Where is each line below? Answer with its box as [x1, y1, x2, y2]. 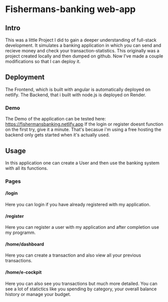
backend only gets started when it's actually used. [5, 132, 110, 138]
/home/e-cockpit [5, 269, 42, 275]
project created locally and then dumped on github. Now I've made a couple [5, 53, 163, 59]
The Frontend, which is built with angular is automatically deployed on [5, 86, 151, 92]
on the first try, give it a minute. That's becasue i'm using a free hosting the [5, 127, 161, 133]
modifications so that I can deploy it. [5, 58, 81, 64]
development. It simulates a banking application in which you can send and [5, 42, 161, 48]
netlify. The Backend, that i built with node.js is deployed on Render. [5, 92, 146, 98]
